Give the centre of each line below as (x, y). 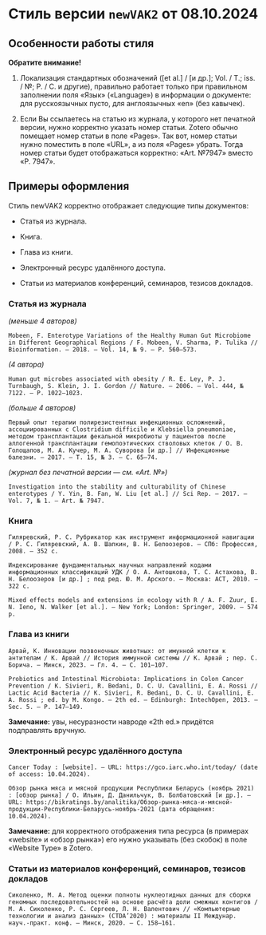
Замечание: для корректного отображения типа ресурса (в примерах (129, 831)
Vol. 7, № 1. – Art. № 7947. (57, 501)
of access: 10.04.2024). (49, 775)
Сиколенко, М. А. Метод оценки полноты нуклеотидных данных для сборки (129, 895)
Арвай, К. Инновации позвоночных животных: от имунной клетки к (117, 651)
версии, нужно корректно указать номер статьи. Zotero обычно (129, 127)
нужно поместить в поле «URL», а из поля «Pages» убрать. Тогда (131, 144)
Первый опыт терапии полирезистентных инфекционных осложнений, (117, 423)
